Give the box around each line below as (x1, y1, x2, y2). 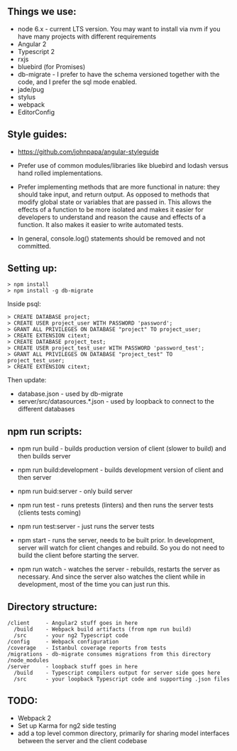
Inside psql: (7, 300, 41, 308)
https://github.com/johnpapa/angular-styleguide (17, 147, 160, 156)
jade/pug (17, 85, 45, 93)
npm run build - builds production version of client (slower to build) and (17, 444, 227, 453)
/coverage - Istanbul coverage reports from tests (7, 644, 167, 652)
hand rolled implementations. (17, 169, 103, 177)
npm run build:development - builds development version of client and (17, 466, 224, 474)
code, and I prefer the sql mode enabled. (17, 78, 137, 86)
